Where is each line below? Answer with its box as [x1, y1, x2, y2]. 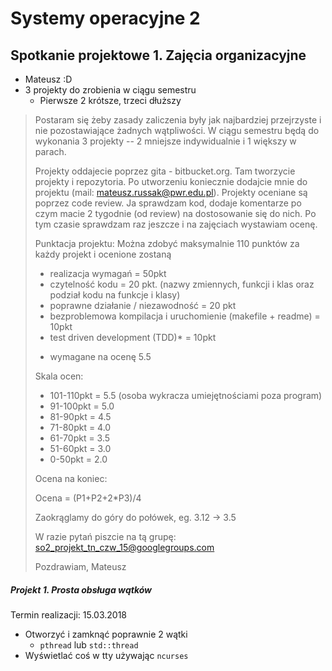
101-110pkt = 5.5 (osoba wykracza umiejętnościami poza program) [49, 390, 323, 401]
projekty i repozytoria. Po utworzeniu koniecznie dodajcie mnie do [34, 176, 308, 187]
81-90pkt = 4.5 [49, 411, 112, 422]
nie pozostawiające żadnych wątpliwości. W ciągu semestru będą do [34, 125, 320, 136]
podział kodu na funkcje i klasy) [49, 289, 181, 301]
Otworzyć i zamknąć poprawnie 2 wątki [24, 628, 188, 640]
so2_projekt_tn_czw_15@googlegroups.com [34, 542, 215, 553]
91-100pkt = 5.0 [49, 400, 115, 412]
